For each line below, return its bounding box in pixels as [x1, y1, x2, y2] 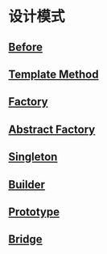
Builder [8, 177, 46, 191]
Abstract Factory [8, 122, 96, 136]
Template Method [8, 67, 99, 81]
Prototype [8, 205, 60, 218]
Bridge [8, 232, 43, 247]
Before [8, 40, 43, 53]
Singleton [8, 150, 58, 164]
